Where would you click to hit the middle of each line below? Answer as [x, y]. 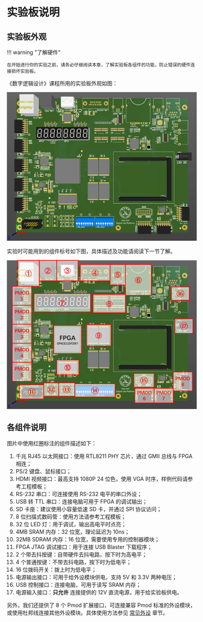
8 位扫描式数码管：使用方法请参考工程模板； [71, 516]
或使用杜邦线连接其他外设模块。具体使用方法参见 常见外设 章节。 [87, 612]
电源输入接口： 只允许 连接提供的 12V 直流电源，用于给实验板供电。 [99, 592]
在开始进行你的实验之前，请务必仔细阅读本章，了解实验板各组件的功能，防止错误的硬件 [99, 65]
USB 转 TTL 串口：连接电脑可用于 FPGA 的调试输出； [82, 501]
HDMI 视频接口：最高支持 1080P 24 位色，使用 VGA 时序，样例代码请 [101, 479]
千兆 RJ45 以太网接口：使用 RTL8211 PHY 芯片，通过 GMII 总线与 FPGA [104, 456]
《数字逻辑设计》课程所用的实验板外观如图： [62, 83]
